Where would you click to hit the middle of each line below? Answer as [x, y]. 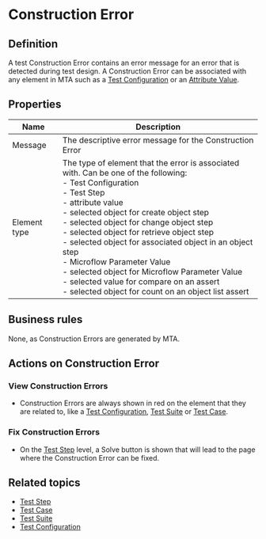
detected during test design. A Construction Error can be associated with [127, 71]
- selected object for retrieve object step [138, 232]
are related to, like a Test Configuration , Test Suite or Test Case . [123, 412]
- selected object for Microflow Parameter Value [152, 271]
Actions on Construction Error [84, 364]
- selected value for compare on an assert [141, 281]
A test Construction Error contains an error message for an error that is [124, 63]
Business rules [46, 319]
